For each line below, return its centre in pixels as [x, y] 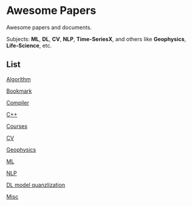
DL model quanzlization [36, 185]
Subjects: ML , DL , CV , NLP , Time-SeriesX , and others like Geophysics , [96, 39]
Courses [17, 126]
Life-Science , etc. [29, 45]
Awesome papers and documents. [49, 27]
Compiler [18, 102]
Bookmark [19, 91]
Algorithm [19, 79]
